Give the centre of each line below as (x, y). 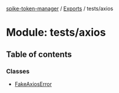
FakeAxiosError (33, 84)
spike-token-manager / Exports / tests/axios (60, 9)
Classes (18, 71)
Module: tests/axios (56, 33)
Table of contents (39, 54)
